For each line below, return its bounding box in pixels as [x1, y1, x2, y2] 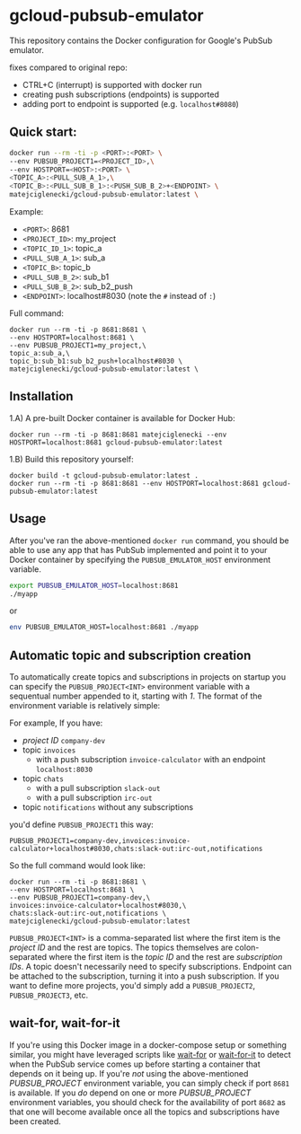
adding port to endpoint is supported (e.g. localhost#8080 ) [22, 98, 240, 109]
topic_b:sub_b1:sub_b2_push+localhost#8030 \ [9, 356, 182, 365]
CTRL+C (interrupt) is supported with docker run [22, 79, 202, 90]
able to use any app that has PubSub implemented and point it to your [9, 544, 268, 555]
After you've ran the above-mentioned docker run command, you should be [9, 535, 289, 546]
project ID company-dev [22, 735, 106, 746]
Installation [9, 389, 74, 404]
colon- [235, 942, 260, 953]
